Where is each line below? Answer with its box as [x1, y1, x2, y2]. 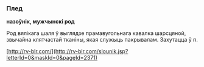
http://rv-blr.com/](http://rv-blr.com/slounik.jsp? [8, 48, 128, 55]
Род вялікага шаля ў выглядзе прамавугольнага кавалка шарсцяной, [6, 30, 186, 37]
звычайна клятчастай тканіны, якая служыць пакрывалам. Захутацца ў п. [6, 36, 198, 43]
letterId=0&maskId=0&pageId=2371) [6, 54, 98, 62]
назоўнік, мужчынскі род [6, 18, 75, 25]
